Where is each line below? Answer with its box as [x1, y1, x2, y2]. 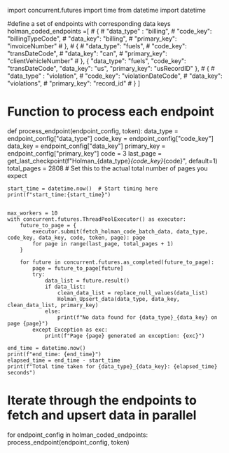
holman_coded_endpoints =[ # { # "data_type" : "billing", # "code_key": [7, 27, 212, 35]
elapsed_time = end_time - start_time [7, 357, 120, 364]
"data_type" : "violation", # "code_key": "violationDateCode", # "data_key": [7, 72, 223, 80]
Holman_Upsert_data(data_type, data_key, [57, 295, 180, 302]
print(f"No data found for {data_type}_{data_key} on [57, 313, 218, 321]
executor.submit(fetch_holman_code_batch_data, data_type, [32, 228, 209, 235]
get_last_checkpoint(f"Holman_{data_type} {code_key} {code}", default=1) [7, 156, 218, 165]
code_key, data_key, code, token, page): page [7, 234, 146, 241]
